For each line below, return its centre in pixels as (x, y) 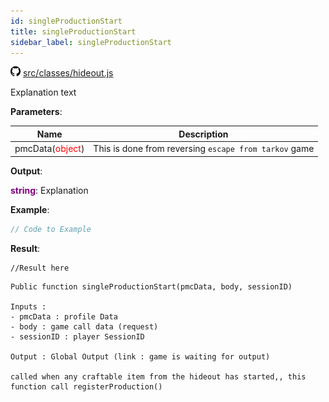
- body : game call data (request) (84, 326)
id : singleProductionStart (66, 21)
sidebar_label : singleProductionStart (91, 42)
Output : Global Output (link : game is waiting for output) (140, 356)
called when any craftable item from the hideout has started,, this (158, 376)
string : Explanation (49, 190)
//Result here (40, 268)
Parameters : (36, 112)
